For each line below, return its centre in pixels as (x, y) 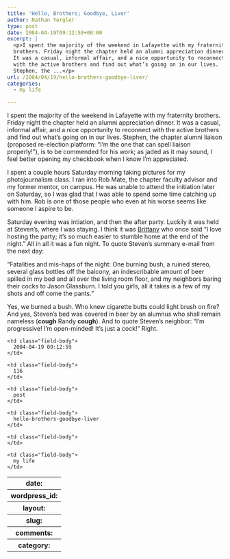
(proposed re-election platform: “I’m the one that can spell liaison (99, 145)
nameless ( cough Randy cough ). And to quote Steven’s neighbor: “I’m (106, 321)
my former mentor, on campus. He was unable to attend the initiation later (111, 187)
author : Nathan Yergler (41, 20)
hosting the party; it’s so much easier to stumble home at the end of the (108, 236)
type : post (23, 26)
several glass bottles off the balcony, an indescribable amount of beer (106, 272)
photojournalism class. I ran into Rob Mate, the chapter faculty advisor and (112, 179)
